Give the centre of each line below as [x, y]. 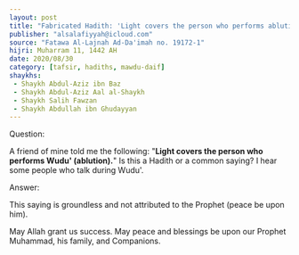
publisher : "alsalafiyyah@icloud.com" [81, 34]
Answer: [24, 187]
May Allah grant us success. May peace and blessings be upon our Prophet [148, 232]
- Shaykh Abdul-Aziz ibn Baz [67, 84]
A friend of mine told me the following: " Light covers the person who [137, 152]
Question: [27, 134]
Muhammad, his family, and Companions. [85, 241]
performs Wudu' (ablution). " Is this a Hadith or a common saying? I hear [143, 160]
